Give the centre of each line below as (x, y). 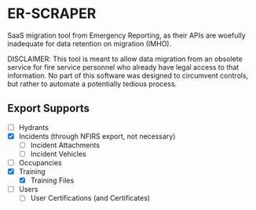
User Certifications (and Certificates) (90, 198)
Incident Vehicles (59, 154)
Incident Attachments (65, 145)
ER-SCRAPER (52, 14)
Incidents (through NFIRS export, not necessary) (97, 136)
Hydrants (33, 127)
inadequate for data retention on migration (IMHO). (90, 43)
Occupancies (40, 163)
